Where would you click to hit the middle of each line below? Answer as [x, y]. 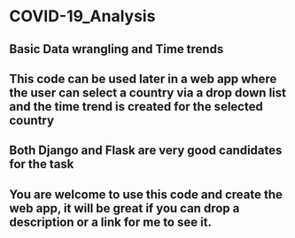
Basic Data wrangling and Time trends [116, 49]
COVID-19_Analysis [82, 16]
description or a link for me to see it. [111, 222]
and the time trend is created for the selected [136, 107]
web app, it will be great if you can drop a [124, 208]
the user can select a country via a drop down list [147, 92]
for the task [42, 164]
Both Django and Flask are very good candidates [146, 151]
